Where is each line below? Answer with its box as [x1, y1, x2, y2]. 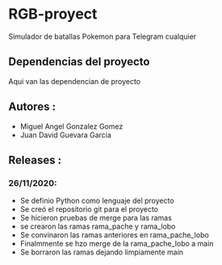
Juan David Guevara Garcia [19, 130, 111, 140]
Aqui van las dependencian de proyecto [8, 76, 141, 86]
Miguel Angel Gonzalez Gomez [19, 121, 124, 131]
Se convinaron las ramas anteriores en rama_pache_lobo [19, 230, 210, 240]
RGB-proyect [8, 5, 98, 23]
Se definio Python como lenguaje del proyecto [19, 196, 175, 206]
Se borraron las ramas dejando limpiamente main [19, 247, 184, 257]
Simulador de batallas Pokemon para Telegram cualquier [8, 32, 197, 41]
